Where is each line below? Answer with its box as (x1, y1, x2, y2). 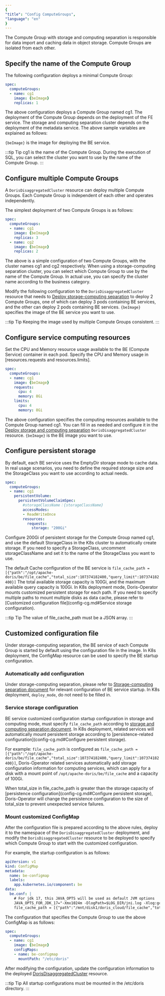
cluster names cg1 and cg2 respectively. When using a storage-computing (5, 263, 156, 269)
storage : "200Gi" (31, 526, 67, 531)
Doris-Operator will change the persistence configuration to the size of (5, 796, 149, 802)
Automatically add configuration (5, 670, 84, 677)
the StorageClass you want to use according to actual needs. (5, 470, 129, 476)
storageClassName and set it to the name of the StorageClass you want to (5, 550, 155, 556)
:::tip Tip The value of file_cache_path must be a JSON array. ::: (5, 615, 133, 621)
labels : (9, 878, 26, 882)
